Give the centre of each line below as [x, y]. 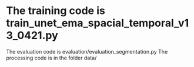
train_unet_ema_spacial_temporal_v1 [98, 23]
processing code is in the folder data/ [51, 58]
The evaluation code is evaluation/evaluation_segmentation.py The [87, 51]
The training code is [56, 11]
